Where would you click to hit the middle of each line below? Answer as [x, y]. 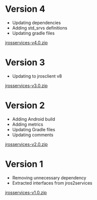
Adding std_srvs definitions [40, 28]
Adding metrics [27, 124]
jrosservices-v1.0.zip [26, 192]
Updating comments [33, 135]
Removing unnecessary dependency [49, 177]
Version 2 [25, 105]
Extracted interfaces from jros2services [52, 183]
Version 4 [25, 9]
